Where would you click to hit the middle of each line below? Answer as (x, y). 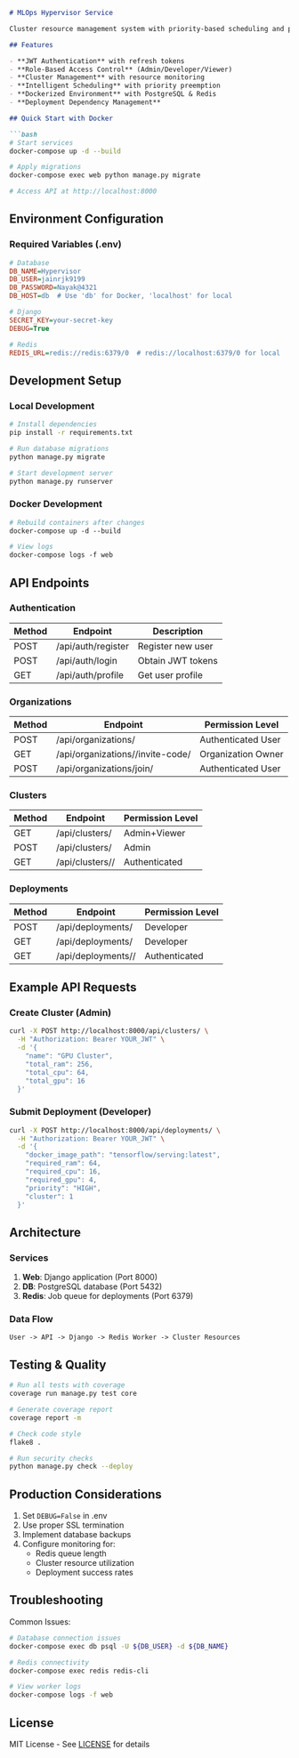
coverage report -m (45, 1418)
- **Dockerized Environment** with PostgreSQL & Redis (113, 94)
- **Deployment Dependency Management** (85, 102)
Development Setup (65, 380)
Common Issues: (40, 1621)
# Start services (41, 142)
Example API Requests (73, 988)
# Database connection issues (65, 1638)
